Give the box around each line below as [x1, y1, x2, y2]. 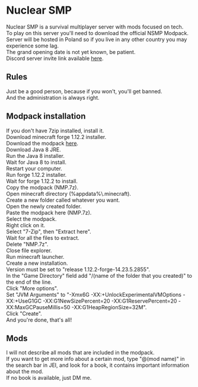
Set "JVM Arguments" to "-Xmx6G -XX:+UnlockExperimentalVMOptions [6, 291, 182, 298]
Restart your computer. [6, 164, 62, 172]
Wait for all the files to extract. [6, 234, 80, 241]
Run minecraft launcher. [6, 253, 65, 260]
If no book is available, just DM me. [6, 375, 92, 382]
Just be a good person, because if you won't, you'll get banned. [6, 87, 162, 95]
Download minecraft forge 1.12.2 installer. [6, 133, 107, 140]
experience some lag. [6, 42, 59, 49]
